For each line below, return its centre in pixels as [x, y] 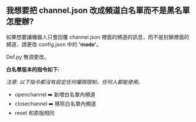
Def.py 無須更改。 [28, 57]
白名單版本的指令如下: [33, 69]
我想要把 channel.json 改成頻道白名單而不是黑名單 [98, 11]
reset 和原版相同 [34, 113]
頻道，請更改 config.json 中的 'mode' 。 [54, 44]
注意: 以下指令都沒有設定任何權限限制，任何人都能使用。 [74, 82]
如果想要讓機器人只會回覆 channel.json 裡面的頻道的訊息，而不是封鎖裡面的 [98, 37]
